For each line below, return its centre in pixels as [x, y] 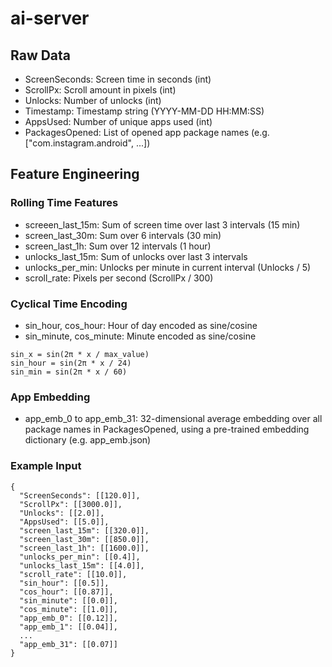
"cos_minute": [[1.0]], [68, 609]
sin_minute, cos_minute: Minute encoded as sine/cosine [140, 336]
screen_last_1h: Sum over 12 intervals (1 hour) [118, 246]
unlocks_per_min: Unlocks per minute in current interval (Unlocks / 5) [168, 267]
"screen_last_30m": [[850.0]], [84, 539]
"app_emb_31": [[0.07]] [68, 644]
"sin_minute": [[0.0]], [68, 600]
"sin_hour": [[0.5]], [64, 583]
